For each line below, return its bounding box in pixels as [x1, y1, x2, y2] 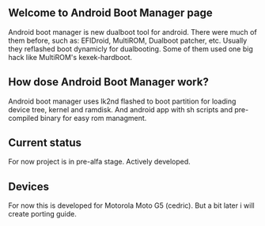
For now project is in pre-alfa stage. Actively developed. [8, 157, 191, 167]
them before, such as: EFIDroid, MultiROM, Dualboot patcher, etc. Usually [8, 36, 248, 45]
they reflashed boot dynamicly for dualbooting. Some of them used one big [8, 43, 253, 54]
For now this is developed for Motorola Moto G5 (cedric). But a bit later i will [8, 201, 255, 210]
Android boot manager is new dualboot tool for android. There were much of [8, 27, 257, 36]
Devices [8, 179, 50, 193]
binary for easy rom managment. [40, 113, 147, 122]
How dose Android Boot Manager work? [8, 75, 210, 89]
